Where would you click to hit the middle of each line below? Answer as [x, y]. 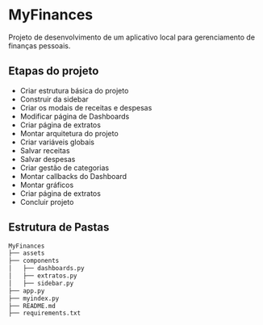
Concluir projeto [47, 202]
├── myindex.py [34, 298]
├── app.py [27, 291]
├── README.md [32, 306]
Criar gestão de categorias [65, 168]
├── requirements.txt [45, 313]
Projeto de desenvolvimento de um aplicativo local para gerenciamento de [132, 37]
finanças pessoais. [40, 45]
